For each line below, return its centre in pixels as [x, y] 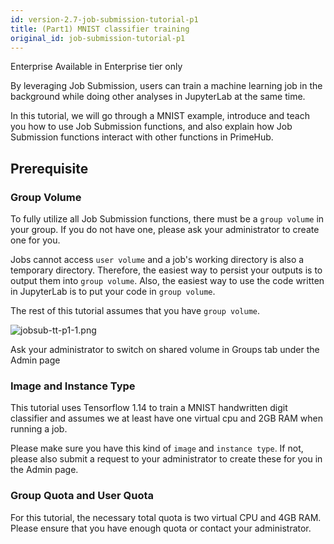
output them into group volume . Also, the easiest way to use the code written [167, 281]
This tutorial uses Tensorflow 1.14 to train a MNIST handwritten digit [149, 408]
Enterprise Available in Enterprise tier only [96, 67]
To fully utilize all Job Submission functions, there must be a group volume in [167, 219]
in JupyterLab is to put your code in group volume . [113, 292]
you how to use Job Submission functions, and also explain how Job [151, 127]
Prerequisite [49, 168]
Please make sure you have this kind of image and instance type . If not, [157, 448]
